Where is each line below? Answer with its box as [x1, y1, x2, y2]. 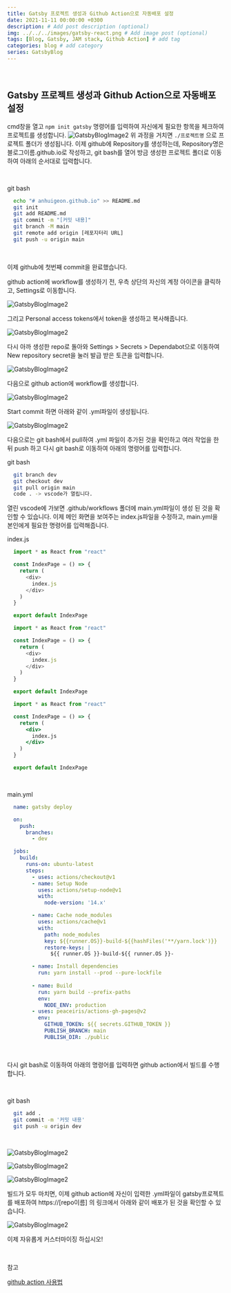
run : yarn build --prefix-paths [37, 988, 131, 995]
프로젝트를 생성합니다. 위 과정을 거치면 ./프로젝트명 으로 [7, 131, 217, 139]
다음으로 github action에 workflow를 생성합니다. [7, 379, 139, 388]
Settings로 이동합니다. [16, 286, 77, 294]
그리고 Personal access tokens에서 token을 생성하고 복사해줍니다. [7, 314, 188, 323]
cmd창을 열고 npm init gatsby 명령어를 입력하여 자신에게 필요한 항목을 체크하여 [7, 122, 224, 130]
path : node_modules [43, 931, 100, 938]
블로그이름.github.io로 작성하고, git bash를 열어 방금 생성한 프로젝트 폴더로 [7, 148, 209, 156]
